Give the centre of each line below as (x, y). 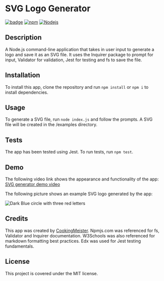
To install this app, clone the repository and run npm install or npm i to (77, 87)
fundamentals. (20, 246)
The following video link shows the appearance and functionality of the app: (82, 179)
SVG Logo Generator (48, 9)
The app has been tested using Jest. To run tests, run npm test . (69, 152)
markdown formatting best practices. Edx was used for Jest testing (73, 241)
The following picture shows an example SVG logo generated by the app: (79, 194)
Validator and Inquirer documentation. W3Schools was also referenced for (80, 235)
